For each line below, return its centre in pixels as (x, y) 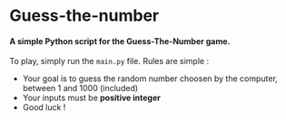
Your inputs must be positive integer (92, 98)
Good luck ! (44, 107)
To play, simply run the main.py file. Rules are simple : (109, 61)
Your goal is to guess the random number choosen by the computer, (150, 78)
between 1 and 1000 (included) (80, 88)
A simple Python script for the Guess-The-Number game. (120, 41)
